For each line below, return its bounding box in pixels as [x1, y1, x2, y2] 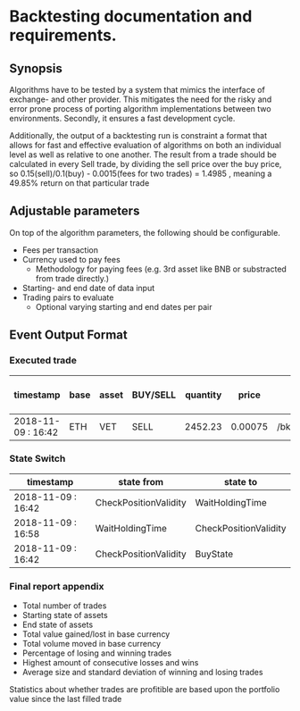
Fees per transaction [21, 244, 98, 255]
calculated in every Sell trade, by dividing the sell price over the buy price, [9, 159, 282, 169]
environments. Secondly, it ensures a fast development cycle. [9, 113, 236, 123]
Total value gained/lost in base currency [21, 629, 171, 640]
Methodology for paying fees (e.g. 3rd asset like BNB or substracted [35, 263, 287, 274]
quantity [184, 389, 222, 401]
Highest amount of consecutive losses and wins [21, 657, 199, 668]
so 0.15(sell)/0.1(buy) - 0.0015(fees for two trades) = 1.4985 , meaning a [9, 168, 272, 179]
